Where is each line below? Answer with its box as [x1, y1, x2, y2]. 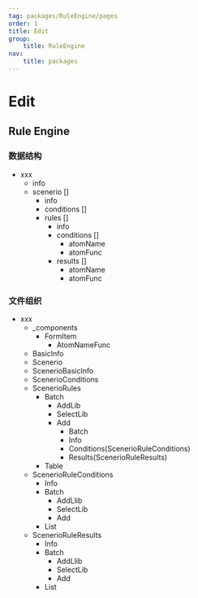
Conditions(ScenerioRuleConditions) [68, 444, 191, 454]
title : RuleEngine [23, 42, 85, 50]
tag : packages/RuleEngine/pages [8, 11, 118, 20]
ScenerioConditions [32, 375, 99, 385]
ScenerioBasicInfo [32, 366, 94, 376]
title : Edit [8, 27, 49, 35]
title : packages [23, 58, 79, 66]
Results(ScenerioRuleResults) [68, 452, 168, 462]
